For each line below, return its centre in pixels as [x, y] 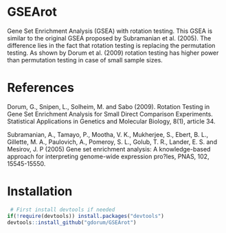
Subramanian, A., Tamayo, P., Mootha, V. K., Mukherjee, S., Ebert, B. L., [108, 134]
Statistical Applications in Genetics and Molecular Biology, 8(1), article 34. [111, 121]
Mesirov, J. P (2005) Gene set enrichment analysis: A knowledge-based [109, 149]
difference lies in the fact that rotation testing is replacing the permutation [111, 45]
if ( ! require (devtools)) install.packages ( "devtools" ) [86, 216]
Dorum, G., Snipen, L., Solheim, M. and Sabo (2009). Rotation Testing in [109, 106]
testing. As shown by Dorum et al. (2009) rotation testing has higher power [113, 53]
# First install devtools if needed [63, 210]
